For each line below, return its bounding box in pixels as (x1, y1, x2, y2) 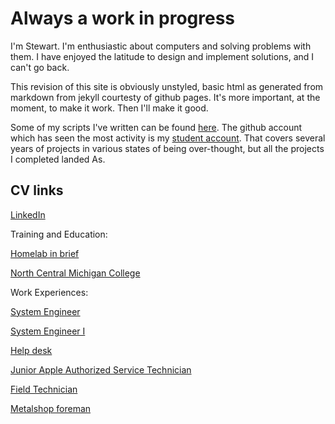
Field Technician (10, 383, 78, 395)
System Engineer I (10, 325, 86, 337)
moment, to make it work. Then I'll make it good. (10, 102, 209, 114)
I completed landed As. (10, 153, 106, 165)
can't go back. (10, 61, 70, 73)
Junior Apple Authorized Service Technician (10, 363, 192, 376)
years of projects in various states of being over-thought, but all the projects (10, 142, 325, 154)
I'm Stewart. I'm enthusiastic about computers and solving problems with (10, 40, 312, 52)
